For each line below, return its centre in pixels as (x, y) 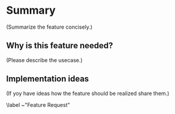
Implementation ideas (48, 79)
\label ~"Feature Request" (38, 104)
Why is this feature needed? (60, 46)
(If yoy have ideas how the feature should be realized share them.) (88, 93)
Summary (31, 10)
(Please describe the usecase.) (44, 60)
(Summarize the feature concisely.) (49, 27)
